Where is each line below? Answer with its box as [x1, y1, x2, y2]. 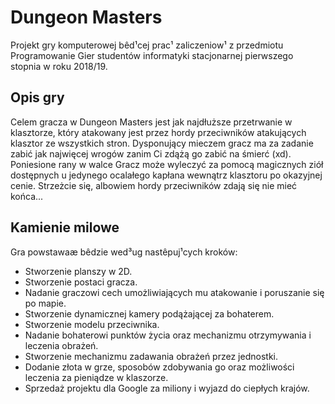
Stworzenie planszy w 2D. [24, 265, 133, 277]
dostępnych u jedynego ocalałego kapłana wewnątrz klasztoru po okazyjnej [10, 169, 323, 181]
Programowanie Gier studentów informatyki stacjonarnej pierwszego [10, 49, 294, 61]
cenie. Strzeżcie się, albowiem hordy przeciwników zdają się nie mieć [10, 179, 298, 191]
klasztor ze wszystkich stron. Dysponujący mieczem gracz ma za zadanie [10, 137, 314, 149]
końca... [10, 190, 44, 202]
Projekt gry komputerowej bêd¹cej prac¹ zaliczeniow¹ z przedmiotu [10, 39, 284, 51]
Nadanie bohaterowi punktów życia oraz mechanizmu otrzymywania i [24, 329, 312, 341]
